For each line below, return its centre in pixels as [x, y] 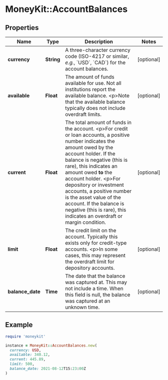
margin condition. [85, 222]
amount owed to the [88, 172]
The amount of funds [89, 77]
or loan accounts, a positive [97, 135]
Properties [22, 28]
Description [99, 42]
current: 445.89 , [28, 360]
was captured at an [87, 301]
